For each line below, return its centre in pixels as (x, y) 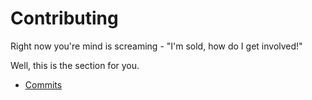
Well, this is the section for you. (75, 65)
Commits (43, 84)
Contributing (64, 18)
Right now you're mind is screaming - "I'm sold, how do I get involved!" (156, 46)
